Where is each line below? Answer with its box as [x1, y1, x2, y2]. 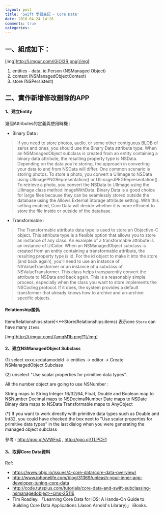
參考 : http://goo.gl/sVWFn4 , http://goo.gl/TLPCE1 [5, 436, 107, 442]
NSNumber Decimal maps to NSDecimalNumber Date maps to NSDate [5, 396, 147, 402]
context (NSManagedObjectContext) [12, 73, 86, 79]
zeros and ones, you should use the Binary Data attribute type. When [17, 145, 157, 151]
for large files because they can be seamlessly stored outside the [17, 192, 150, 198]
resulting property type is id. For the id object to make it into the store [17, 253, 158, 259]
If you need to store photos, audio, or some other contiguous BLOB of [17, 140, 158, 146]
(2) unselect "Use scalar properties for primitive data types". [5, 371, 128, 377]
